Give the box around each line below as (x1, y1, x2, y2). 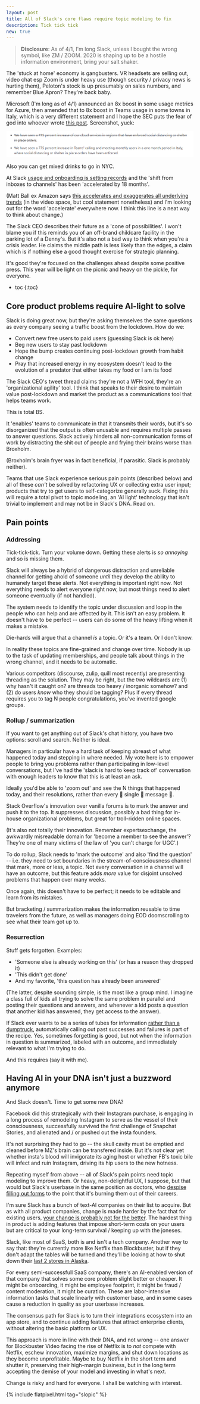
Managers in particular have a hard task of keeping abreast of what (6, 748, 171, 755)
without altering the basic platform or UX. (6, 1325, 108, 1332)
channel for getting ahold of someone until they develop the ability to (6, 572, 176, 580)
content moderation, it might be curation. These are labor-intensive (6, 1288, 171, 1295)
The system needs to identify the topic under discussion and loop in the (6, 603, 183, 611)
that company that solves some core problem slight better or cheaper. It (6, 1275, 183, 1282)
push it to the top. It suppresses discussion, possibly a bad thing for (6, 809, 173, 816)
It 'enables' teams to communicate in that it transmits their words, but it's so (6, 420, 192, 427)
